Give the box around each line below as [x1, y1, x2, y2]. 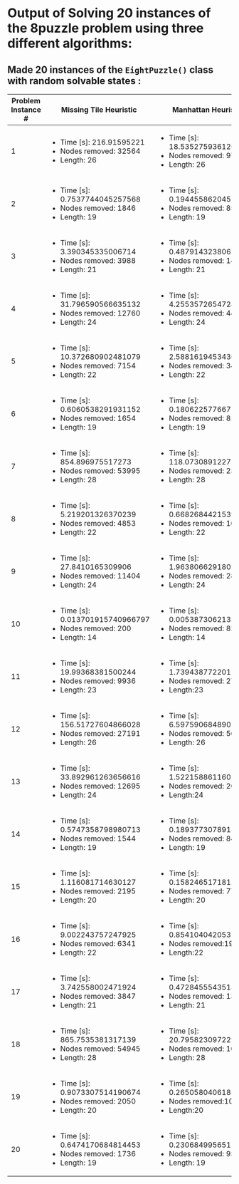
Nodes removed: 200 [60, 623, 132, 633]
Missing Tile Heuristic [60, 105, 137, 115]
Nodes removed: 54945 [60, 1044, 141, 1054]
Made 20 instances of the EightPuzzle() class [7, 63, 213, 76]
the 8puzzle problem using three [7, 20, 204, 36]
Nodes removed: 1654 [60, 413, 137, 423]
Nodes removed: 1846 [60, 203, 137, 213]
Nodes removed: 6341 [60, 939, 137, 948]
